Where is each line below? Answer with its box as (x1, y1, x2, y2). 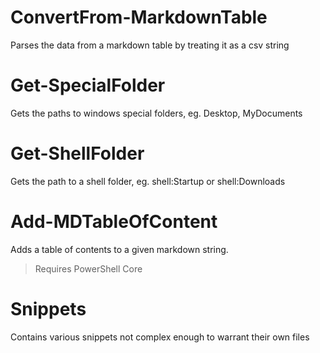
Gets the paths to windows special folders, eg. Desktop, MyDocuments (10, 107, 303, 119)
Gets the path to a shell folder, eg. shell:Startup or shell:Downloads (10, 175, 286, 187)
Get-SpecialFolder (10, 74, 166, 97)
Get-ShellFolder (10, 142, 145, 165)
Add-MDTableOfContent (10, 211, 218, 233)
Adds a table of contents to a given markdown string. (10, 243, 229, 255)
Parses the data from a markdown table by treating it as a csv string (10, 39, 290, 51)
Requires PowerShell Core (34, 262, 143, 275)
